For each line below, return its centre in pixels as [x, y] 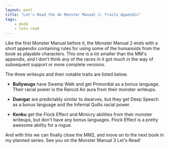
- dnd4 [21, 24]
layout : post [19, 10]
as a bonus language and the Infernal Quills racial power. [71, 105]
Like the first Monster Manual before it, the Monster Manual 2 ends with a [81, 43]
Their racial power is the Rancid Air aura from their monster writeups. [84, 89]
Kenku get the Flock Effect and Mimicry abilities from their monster [82, 115]
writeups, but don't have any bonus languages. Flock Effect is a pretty [85, 120]
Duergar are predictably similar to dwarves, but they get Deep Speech [86, 100]
